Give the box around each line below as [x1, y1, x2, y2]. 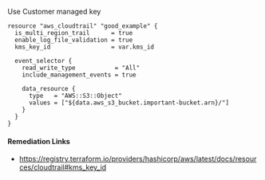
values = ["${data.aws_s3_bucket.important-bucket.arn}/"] [28, 99, 229, 107]
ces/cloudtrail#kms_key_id [18, 162, 107, 172]
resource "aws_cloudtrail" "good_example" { [7, 22, 158, 30]
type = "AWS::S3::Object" [28, 92, 123, 100]
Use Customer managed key [7, 7, 101, 16]
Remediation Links [7, 136, 71, 146]
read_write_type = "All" [22, 64, 140, 72]
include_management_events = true [22, 71, 136, 79]
